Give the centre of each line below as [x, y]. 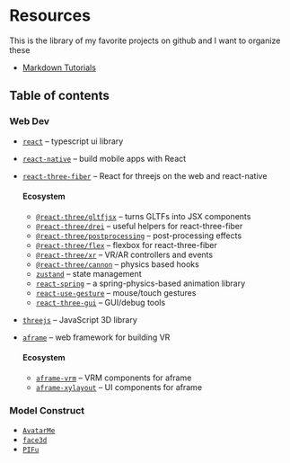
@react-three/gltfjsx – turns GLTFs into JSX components [143, 216]
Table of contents [59, 96]
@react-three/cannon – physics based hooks [117, 264]
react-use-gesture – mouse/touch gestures [116, 292]
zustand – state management [88, 273]
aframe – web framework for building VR [96, 337]
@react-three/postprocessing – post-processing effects [139, 236]
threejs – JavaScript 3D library [79, 319]
